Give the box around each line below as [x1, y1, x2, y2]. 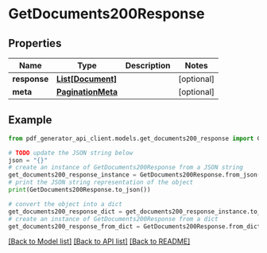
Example [8, 113, 52, 127]
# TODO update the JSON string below [8, 149, 133, 157]
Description [125, 60, 171, 71]
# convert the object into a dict [8, 200, 123, 208]
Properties [8, 37, 62, 50]
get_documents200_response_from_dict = [8, 222, 141, 231]
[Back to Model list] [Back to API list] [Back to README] [8, 236, 191, 247]
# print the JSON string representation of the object [8, 178, 194, 187]
